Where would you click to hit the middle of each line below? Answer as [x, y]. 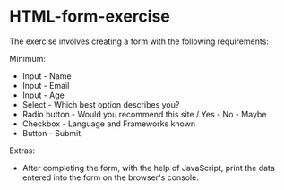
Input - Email [46, 85]
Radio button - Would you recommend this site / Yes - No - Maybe [144, 114]
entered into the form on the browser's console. [110, 177]
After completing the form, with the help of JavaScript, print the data [149, 168]
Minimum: [28, 58]
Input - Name [47, 76]
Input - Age [43, 95]
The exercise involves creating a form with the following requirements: [139, 41]
